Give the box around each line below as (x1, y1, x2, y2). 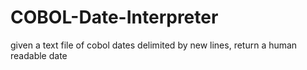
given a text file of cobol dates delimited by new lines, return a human (10, 39, 298, 51)
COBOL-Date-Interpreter (10, 6, 219, 29)
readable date (10, 49, 68, 61)
